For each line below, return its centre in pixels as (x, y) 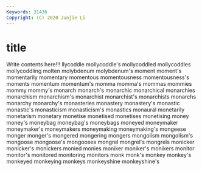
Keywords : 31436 (27, 12)
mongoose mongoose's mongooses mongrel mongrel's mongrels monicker (100, 142)
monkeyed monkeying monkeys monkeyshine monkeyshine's (83, 161)
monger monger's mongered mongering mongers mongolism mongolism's (100, 136)
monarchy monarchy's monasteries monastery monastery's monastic (93, 103)
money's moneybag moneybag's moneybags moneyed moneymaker (92, 123)
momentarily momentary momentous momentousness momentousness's (98, 77)
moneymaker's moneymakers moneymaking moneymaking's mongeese (96, 129)
